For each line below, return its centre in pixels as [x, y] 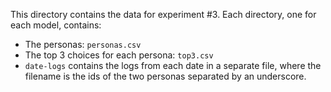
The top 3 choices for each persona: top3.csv [119, 55]
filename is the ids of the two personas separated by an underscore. [165, 76]
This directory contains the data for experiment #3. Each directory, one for [163, 14]
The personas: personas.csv [83, 44]
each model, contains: [56, 25]
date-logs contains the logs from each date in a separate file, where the [173, 65]
